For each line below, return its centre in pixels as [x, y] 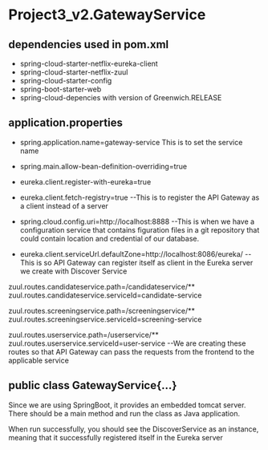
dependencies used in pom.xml [89, 45]
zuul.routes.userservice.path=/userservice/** [83, 334]
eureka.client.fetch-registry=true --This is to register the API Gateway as [140, 197]
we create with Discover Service [73, 271]
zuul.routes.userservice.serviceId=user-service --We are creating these [127, 343]
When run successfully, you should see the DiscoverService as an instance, [134, 429]
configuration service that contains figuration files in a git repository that [140, 229]
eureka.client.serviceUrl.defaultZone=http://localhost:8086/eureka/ [131, 253]
